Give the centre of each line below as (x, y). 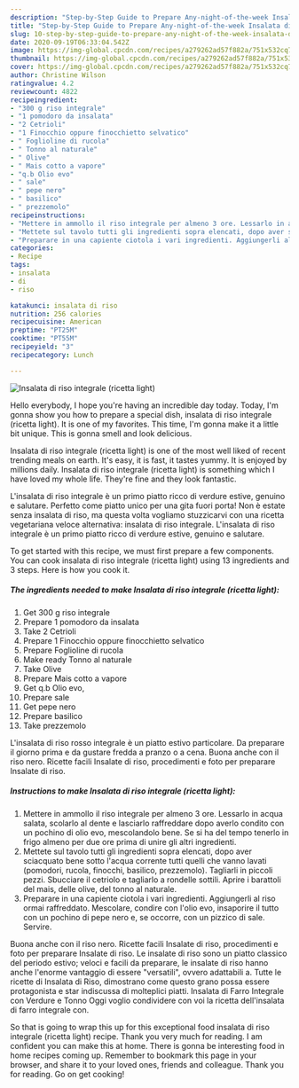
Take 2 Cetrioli (49, 631)
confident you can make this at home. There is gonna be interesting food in (147, 1045)
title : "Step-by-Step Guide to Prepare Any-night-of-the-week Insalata (145, 26)
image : (22, 51)
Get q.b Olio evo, (54, 687)
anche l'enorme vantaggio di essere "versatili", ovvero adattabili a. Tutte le (146, 972)
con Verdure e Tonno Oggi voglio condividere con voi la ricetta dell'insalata (147, 1000)
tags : (20, 265)
